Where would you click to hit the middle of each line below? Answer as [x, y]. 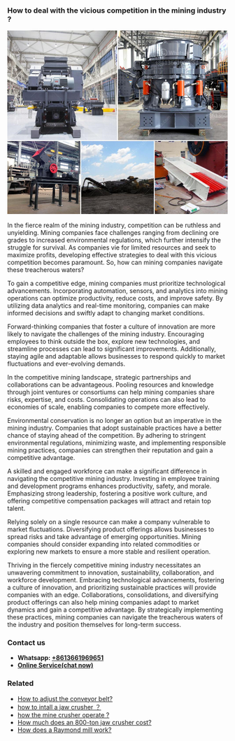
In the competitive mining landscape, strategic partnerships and [99, 377]
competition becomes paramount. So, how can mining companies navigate [115, 262]
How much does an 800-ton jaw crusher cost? [84, 722]
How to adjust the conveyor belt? [65, 698]
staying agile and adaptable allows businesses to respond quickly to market [116, 356]
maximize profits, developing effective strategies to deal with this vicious [112, 254]
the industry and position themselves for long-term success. [94, 624]
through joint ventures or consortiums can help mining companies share [111, 392]
